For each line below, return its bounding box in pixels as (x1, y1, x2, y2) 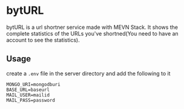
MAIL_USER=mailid (6, 92, 50, 98)
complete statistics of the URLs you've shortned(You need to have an (6, 30, 179, 37)
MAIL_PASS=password (6, 97, 56, 103)
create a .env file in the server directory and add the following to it (6, 70, 171, 77)
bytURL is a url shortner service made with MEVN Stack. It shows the (6, 23, 178, 31)
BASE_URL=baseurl (6, 87, 50, 93)
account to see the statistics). (6, 36, 80, 43)
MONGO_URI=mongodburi (6, 81, 61, 87)
